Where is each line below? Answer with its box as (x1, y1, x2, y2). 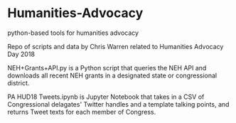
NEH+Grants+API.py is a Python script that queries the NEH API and (7, 63, 207, 72)
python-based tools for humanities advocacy (7, 28, 139, 37)
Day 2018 (7, 50, 36, 58)
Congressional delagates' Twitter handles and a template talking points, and (7, 100, 230, 108)
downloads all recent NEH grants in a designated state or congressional (7, 71, 218, 80)
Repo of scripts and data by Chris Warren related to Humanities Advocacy (7, 42, 224, 50)
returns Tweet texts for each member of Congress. (7, 107, 156, 116)
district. (7, 78, 30, 87)
